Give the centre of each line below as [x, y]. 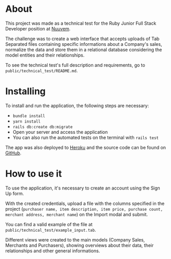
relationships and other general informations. [53, 251]
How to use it [34, 174]
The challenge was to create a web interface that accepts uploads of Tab [82, 39]
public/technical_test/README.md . [41, 71]
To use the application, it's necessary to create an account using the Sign [83, 188]
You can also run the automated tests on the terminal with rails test [85, 137]
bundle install [29, 116]
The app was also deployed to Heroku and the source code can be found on [86, 147]
